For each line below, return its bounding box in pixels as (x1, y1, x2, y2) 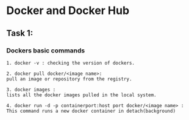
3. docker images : (6, 86, 56, 93)
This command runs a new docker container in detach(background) (6, 108, 176, 114)
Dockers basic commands (6, 46, 85, 55)
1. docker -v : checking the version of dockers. (6, 60, 135, 66)
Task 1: (6, 28, 34, 38)
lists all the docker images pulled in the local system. (6, 92, 157, 98)
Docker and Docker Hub (6, 4, 130, 18)
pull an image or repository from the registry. (6, 76, 132, 82)
